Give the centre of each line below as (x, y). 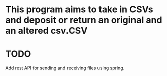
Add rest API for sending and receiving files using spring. (65, 68)
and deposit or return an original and (84, 20)
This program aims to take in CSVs (79, 9)
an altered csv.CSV (46, 31)
